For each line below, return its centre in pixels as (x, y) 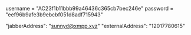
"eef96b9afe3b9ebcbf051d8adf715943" (55, 15)
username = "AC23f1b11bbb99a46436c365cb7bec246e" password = (90, 8)
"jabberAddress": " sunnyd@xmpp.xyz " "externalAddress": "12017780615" (95, 26)
